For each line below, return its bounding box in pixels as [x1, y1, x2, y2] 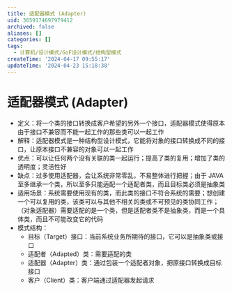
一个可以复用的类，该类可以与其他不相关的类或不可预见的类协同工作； [17, 197, 219, 206]
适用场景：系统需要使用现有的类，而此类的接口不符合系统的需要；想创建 [17, 188, 225, 197]
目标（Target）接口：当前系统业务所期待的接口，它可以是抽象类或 [27, 232, 217, 241]
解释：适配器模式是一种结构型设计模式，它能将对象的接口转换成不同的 [17, 136, 219, 144]
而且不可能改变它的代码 [36, 214, 103, 223]
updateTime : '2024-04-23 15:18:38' [7, 62, 111, 69]
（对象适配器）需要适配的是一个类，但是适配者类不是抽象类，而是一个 [17, 206, 219, 214]
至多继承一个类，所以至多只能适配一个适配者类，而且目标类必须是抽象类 [17, 179, 225, 188]
